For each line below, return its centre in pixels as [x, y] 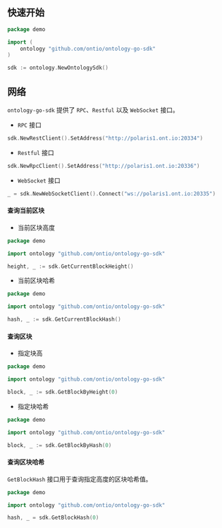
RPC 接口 [30, 125]
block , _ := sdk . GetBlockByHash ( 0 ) [60, 445]
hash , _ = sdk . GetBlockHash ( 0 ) [53, 518]
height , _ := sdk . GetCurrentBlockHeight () [70, 266]
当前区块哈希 [36, 281]
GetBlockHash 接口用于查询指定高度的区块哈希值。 [80, 479]
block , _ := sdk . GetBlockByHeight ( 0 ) [63, 392]
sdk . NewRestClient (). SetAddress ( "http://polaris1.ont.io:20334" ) [105, 138]
